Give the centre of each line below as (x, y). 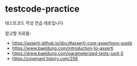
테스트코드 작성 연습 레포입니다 (34, 23)
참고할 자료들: (18, 33)
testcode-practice (42, 9)
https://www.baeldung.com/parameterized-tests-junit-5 (68, 53)
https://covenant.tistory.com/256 (45, 58)
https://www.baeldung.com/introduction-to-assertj (63, 48)
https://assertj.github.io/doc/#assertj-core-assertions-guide (72, 43)
